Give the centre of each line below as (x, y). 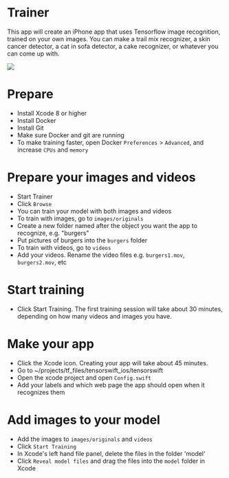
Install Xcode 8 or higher (52, 113)
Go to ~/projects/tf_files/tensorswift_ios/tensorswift (90, 370)
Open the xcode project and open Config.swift (84, 377)
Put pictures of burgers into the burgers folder (82, 240)
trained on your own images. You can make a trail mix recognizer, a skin (109, 38)
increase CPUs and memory (53, 150)
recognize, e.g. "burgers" (53, 233)
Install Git (30, 128)
